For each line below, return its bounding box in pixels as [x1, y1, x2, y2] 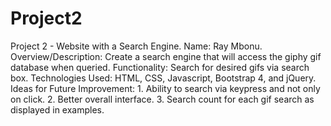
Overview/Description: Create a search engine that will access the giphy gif [10, 50, 322, 62]
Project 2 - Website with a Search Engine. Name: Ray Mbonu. [10, 40, 263, 52]
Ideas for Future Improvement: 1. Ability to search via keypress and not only [10, 82, 321, 94]
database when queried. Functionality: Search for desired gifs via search [10, 61, 310, 73]
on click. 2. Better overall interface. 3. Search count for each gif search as [10, 93, 315, 105]
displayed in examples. [10, 103, 105, 116]
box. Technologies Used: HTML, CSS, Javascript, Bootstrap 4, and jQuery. [10, 72, 317, 84]
